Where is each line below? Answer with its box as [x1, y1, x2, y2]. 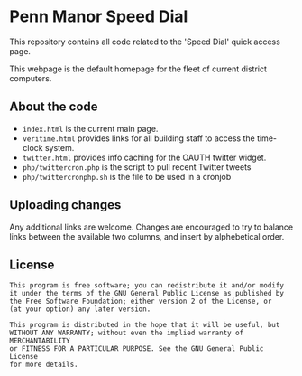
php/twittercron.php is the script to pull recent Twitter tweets [22, 161, 252, 173]
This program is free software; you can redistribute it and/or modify [9, 281, 284, 290]
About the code [9, 99, 98, 115]
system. [44, 142, 75, 153]
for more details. [9, 360, 78, 370]
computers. [9, 72, 52, 83]
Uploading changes [9, 197, 122, 213]
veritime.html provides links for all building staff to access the [22, 133, 255, 144]
